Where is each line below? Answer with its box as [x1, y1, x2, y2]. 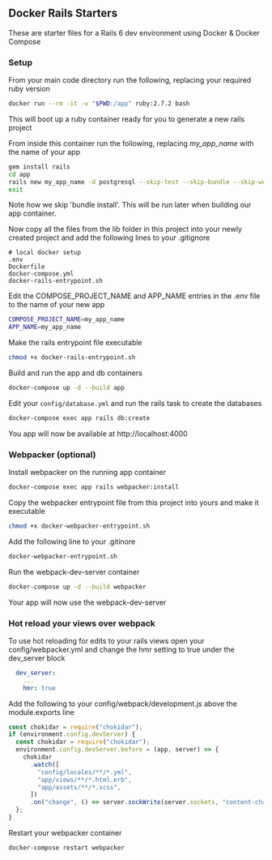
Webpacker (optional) [8, 449, 96, 460]
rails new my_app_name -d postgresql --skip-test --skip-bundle [8, 178, 230, 186]
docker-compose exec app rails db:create [8, 413, 151, 422]
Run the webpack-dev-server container [8, 567, 140, 576]
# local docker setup [8, 249, 82, 257]
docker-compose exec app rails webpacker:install [8, 483, 180, 491]
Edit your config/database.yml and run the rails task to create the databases [8, 398, 262, 408]
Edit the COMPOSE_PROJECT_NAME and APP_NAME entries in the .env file [8, 291, 261, 301]
